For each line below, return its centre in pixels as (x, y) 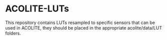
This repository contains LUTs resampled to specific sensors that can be (80, 22)
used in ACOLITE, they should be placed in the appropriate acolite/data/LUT (83, 27)
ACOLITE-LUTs (37, 9)
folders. (13, 33)
